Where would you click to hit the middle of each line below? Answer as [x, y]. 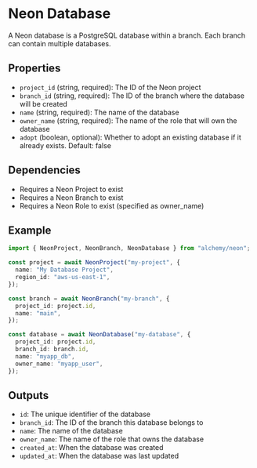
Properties [34, 69]
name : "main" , [38, 313]
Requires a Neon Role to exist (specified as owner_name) [112, 205]
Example [30, 230]
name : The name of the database [71, 431]
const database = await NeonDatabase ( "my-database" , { [100, 335]
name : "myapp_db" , [45, 356]
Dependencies [44, 171]
